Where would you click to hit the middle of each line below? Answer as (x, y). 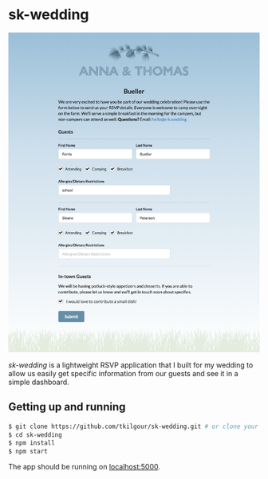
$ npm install (32, 443)
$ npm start (28, 452)
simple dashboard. (39, 382)
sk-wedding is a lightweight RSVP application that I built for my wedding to (131, 365)
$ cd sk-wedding (35, 435)
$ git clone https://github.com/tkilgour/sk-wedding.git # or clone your (134, 426)
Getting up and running (67, 407)
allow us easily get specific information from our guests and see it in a (123, 373)
